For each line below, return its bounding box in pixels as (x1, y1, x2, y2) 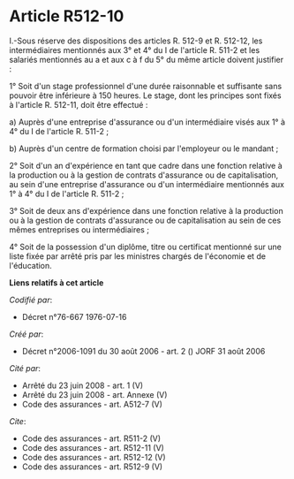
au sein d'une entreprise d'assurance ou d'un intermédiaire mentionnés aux (9, 179, 285, 189)
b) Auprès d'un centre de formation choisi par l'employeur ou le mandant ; (9, 143, 279, 154)
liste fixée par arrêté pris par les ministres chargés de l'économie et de (9, 250, 267, 262)
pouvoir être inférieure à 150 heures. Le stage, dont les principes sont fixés (9, 90, 282, 101)
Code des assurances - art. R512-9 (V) (21, 461, 163, 472)
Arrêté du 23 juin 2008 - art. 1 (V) (21, 380, 144, 391)
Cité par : (9, 362, 41, 373)
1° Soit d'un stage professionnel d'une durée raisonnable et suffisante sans (9, 80, 283, 91)
